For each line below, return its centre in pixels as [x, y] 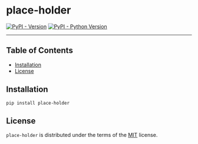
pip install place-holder [38, 103]
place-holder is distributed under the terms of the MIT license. [82, 135]
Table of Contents [40, 51]
